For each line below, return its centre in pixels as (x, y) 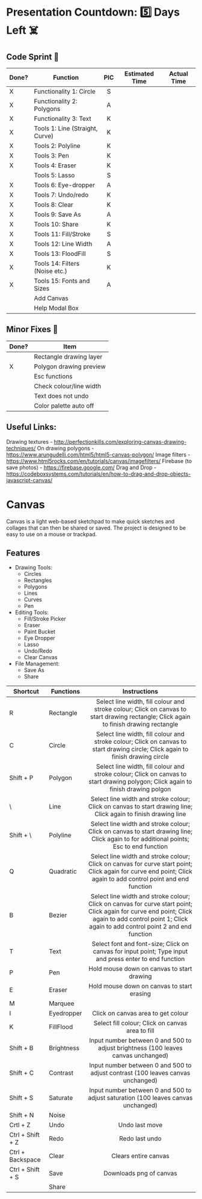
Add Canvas (51, 298)
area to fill (140, 1031)
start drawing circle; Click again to (140, 749)
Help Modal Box (57, 308)
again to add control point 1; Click (140, 919)
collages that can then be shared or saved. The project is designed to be (96, 528)
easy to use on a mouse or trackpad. (52, 534)
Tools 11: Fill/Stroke (62, 234)
